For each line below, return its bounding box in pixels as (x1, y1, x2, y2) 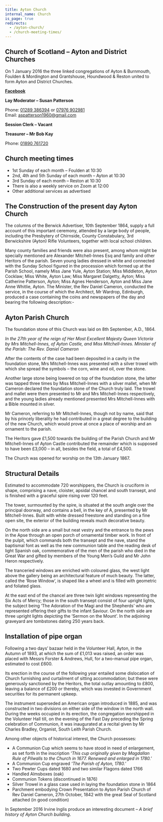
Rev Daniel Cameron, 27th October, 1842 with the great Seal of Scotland (12, 791, 157, 797)
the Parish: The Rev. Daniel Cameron (5, 346, 79, 352)
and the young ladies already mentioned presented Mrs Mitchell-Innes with (5, 396, 155, 402)
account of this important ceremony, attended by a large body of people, (5, 228, 150, 234)
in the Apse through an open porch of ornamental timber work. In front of (5, 532, 151, 538)
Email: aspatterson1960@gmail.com (5, 112, 77, 118)
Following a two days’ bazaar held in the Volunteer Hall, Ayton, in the (5, 645, 142, 651)
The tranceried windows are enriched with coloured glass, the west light (5, 567, 149, 573)
